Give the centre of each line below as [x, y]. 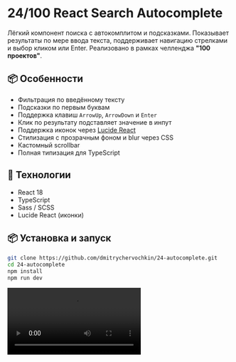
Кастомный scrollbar [49, 145]
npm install [25, 271]
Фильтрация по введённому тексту [71, 99]
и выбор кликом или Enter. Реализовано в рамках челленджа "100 [109, 48]
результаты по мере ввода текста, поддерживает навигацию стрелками [118, 40]
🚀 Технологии [39, 175]
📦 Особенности [45, 79]
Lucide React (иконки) [50, 214]
